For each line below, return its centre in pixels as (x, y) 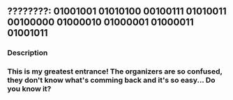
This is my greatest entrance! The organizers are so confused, (115, 72)
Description (28, 53)
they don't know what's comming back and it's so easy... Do (111, 81)
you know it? (29, 89)
